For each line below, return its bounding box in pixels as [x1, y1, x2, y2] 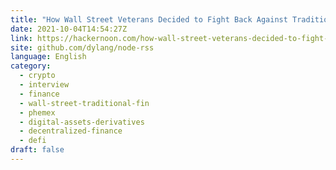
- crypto [19, 71, 56, 81]
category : [10, 61, 52, 71]
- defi [19, 136, 47, 146]
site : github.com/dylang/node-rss [10, 42, 155, 53]
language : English [10, 52, 87, 62]
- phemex [19, 107, 56, 118]
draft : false [10, 145, 65, 155]
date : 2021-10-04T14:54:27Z [10, 24, 128, 34]
